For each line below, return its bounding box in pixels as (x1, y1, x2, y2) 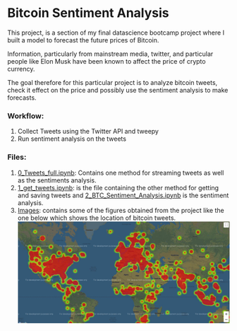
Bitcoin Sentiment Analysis (7, 5, 169, 21)
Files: (7, 152, 27, 162)
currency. (7, 64, 35, 73)
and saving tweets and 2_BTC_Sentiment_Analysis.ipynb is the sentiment (17, 191, 229, 199)
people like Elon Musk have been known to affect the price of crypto (7, 57, 206, 65)
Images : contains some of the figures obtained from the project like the (17, 206, 224, 214)
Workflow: (7, 111, 44, 121)
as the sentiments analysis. (17, 175, 97, 185)
